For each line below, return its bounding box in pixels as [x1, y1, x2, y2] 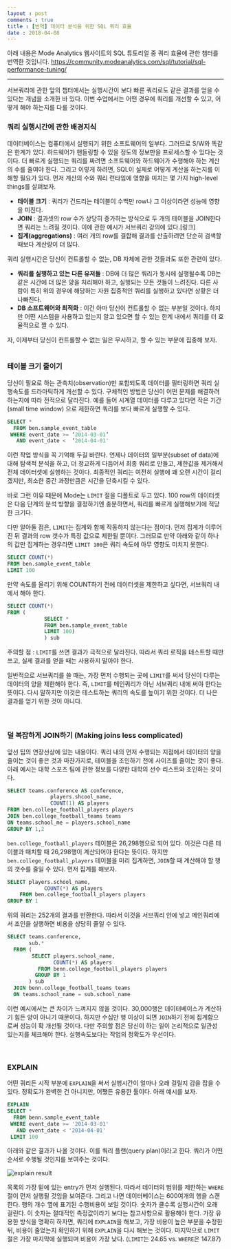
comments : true [7, 17, 54, 23]
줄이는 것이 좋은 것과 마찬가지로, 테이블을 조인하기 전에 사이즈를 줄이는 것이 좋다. [7, 756, 223, 765]
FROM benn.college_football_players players [37, 965, 168, 972]
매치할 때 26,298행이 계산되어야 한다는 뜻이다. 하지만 [25, 847, 168, 856]
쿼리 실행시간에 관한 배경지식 [7, 122, 97, 132]
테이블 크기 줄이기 [7, 362, 63, 371]
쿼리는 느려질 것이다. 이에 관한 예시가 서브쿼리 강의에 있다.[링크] [24, 223, 196, 231]
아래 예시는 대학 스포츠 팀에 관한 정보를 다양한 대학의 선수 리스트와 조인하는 [7, 765, 209, 773]
